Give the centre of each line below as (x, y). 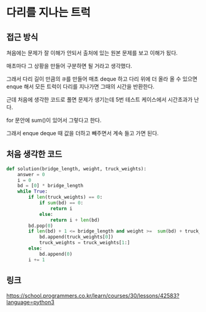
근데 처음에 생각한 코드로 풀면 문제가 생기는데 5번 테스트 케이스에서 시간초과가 (100, 99)
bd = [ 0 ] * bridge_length (51, 186)
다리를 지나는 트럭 (48, 13)
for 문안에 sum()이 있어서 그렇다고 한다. (54, 120)
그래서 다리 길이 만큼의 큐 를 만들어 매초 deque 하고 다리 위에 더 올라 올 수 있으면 (102, 79)
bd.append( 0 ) (55, 254)
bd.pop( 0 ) (41, 226)
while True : (32, 191)
